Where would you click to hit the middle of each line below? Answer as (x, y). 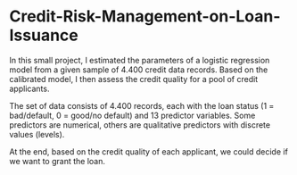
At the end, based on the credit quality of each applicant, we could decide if (148, 151)
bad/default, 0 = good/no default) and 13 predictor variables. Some (132, 115)
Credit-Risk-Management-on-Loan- (145, 17)
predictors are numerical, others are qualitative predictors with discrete (140, 125)
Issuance (44, 35)
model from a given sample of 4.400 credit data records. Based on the (139, 70)
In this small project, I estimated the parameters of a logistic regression (140, 60)
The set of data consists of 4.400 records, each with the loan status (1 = (142, 105)
